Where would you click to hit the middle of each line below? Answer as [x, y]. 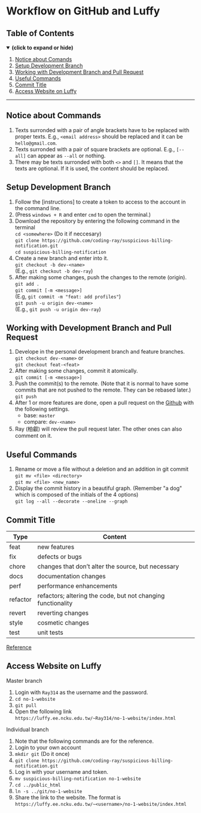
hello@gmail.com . [36, 143]
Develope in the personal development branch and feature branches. [100, 352]
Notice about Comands [43, 59]
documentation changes [71, 576]
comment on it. [33, 436]
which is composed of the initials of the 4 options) [77, 495]
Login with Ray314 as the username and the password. [81, 692]
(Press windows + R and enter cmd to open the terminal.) [83, 214]
